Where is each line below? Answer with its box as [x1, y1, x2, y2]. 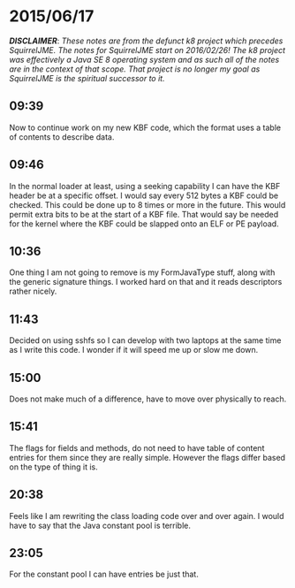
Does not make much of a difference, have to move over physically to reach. [9, 393, 287, 404]
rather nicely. [9, 286, 57, 297]
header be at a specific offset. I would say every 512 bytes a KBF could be [9, 190, 279, 201]
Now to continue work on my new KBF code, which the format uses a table [9, 122, 281, 133]
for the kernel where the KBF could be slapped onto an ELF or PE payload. [9, 218, 280, 229]
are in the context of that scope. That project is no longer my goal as [9, 64, 261, 74]
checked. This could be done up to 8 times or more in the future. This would [9, 199, 286, 210]
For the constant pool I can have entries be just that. [9, 569, 199, 580]
